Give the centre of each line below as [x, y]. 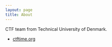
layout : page [19, 10]
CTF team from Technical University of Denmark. [56, 29]
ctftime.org [24, 39]
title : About [19, 15]
